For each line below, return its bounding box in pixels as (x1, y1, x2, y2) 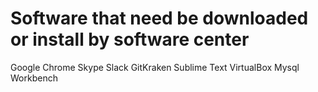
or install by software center (10, 28, 250, 51)
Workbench (10, 72, 58, 84)
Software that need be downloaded (10, 7, 309, 30)
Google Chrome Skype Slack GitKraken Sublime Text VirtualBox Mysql (10, 61, 300, 73)
